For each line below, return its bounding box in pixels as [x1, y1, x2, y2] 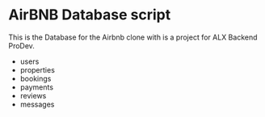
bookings [19, 73, 52, 83]
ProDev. [8, 40, 35, 50]
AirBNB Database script [8, 6, 171, 24]
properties [19, 65, 55, 74]
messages [19, 99, 55, 109]
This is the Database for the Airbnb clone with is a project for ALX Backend [8, 32, 258, 42]
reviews [19, 90, 47, 100]
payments [19, 82, 54, 92]
